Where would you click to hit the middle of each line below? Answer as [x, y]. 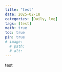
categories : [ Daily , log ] [31, 19]
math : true [16, 28]
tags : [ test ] [18, 23]
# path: [17, 46]
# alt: [16, 51]
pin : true [15, 37]
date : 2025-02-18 [23, 14]
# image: [14, 42]
